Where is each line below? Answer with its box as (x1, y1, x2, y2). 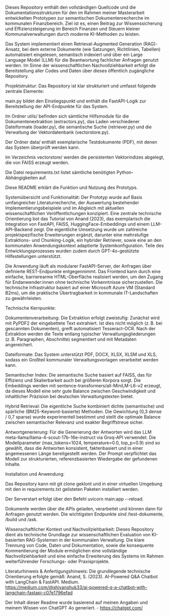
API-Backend (5, 227, 33, 232)
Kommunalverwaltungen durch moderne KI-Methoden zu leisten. (5, 31, 140, 37)
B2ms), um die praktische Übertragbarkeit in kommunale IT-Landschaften (5, 290, 158, 296)
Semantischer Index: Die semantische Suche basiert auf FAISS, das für (5, 372, 152, 378)
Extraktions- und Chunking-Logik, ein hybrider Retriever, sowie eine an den (5, 237, 162, 243)
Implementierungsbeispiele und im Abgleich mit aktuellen (5, 205, 125, 211)
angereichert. (5, 342, 34, 347)
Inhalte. (5, 461, 21, 467)
